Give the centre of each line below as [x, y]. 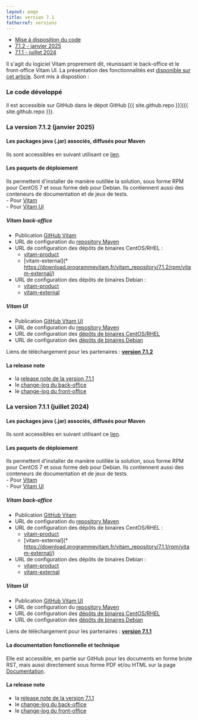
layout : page [22, 12]
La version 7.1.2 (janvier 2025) [51, 127]
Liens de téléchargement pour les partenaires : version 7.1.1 [79, 631]
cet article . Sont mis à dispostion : [48, 77]
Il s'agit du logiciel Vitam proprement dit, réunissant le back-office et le [93, 64]
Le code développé [34, 92]
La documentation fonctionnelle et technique [63, 645]
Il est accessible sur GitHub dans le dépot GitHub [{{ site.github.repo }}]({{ [97, 105]
